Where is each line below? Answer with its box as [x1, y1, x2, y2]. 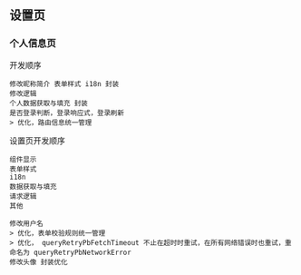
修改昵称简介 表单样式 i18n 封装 [9, 79, 120, 88]
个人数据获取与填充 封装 [9, 98, 88, 108]
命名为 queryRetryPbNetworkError [9, 248, 131, 257]
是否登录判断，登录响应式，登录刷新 [9, 108, 125, 117]
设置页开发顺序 [9, 134, 65, 146]
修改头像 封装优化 [9, 257, 68, 267]
